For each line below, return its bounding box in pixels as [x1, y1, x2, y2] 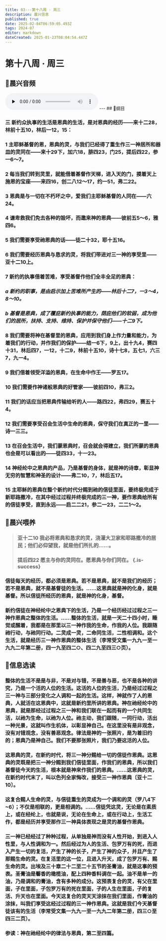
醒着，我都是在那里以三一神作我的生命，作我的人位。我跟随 [15, 622, 158, 628]
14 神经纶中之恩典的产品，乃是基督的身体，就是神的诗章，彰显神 [5, 464, 160, 471]
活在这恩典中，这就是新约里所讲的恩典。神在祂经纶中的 [25, 700, 158, 707]
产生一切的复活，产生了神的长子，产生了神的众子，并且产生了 [10, 848, 158, 855]
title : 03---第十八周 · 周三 [5, 7, 61, 12]
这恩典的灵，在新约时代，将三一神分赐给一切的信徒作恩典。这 [5, 751, 153, 758]
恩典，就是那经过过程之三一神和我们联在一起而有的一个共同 [5, 707, 148, 714]
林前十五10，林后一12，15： [5, 126, 73, 133]
